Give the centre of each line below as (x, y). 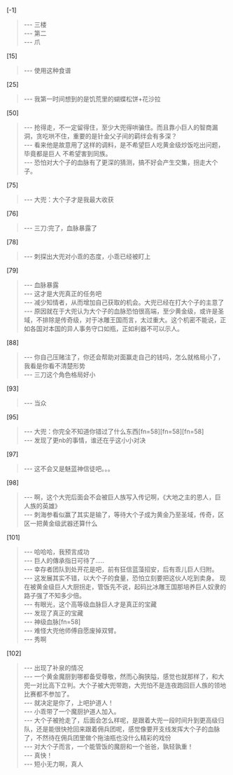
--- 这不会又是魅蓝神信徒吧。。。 (69, 469)
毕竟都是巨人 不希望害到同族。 (68, 154)
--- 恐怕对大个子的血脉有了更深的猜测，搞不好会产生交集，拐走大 (118, 162)
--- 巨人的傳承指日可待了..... (64, 560)
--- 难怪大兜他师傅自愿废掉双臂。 (72, 630)
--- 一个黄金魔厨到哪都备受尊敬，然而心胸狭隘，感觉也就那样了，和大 (124, 676)
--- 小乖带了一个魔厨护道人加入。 (72, 711)
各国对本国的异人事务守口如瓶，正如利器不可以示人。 (106, 329)
